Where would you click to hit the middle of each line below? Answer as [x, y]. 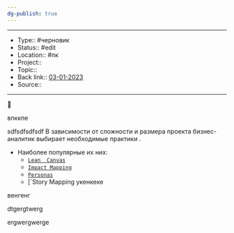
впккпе [18, 118]
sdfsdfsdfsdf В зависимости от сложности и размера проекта [99, 131]
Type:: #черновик [43, 40]
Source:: [29, 84]
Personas [40, 175]
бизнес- [205, 131]
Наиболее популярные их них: [62, 152]
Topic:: [27, 70]
